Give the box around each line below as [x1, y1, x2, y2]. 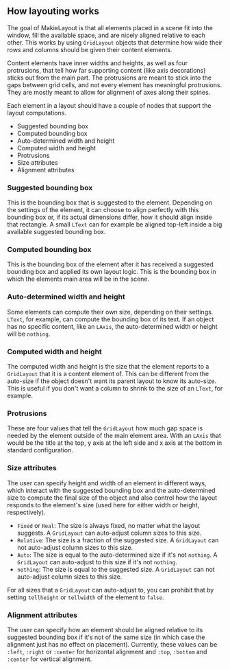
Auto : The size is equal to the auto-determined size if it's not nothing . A [16, 551, 218, 559]
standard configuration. [7, 446, 74, 454]
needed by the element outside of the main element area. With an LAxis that [7, 432, 221, 440]
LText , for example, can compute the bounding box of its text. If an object [7, 315, 214, 323]
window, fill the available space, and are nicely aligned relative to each [7, 31, 205, 39]
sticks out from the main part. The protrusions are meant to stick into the [7, 73, 212, 82]
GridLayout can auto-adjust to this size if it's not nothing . [16, 557, 178, 566]
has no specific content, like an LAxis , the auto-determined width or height [7, 322, 218, 330]
